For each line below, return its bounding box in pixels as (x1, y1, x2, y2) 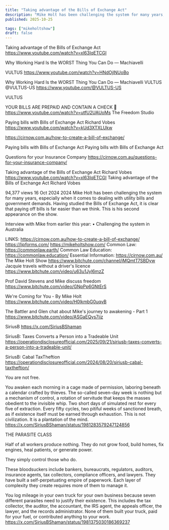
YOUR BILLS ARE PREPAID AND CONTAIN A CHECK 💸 (5, 104, 117, 110)
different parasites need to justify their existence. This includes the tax (5, 498, 151, 504)
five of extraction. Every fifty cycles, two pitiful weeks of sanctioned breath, (5, 406, 162, 412)
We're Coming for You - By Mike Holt (5, 294, 82, 300)
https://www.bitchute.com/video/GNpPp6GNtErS (5, 283, 107, 290)
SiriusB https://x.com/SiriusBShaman (5, 324, 82, 330)
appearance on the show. (5, 211, 58, 217)
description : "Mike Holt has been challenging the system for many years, (5, 12, 165, 17)
